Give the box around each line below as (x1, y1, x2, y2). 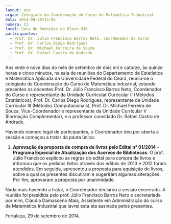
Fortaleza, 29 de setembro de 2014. (5, 213, 80, 219)
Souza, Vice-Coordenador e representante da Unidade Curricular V (5, 108, 147, 114)
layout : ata (5, 7, 31, 13)
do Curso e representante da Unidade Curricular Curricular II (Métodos (5, 92, 154, 98)
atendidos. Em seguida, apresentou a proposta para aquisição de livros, (12, 166, 164, 172)
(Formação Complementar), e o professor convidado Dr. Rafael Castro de (5, 113, 160, 119)
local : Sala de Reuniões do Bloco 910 (5, 27, 88, 32)
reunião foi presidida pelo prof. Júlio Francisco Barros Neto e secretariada (5, 192, 161, 198)
